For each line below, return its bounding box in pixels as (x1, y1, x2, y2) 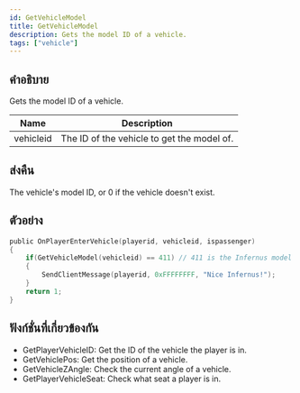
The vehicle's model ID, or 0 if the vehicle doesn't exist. (9, 187, 215, 197)
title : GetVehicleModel (9, 22, 99, 31)
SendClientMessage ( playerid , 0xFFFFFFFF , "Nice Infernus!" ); (41, 270, 277, 279)
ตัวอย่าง (9, 213, 43, 228)
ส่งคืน (9, 163, 34, 178)
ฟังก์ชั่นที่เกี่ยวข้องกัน (9, 321, 99, 336)
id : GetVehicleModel (9, 13, 87, 23)
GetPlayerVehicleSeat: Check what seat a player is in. (22, 373, 222, 384)
